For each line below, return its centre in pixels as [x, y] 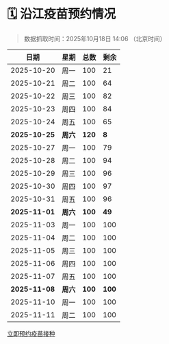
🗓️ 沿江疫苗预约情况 [62, 14]
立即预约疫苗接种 [31, 333]
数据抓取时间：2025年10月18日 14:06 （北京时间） [95, 38]
